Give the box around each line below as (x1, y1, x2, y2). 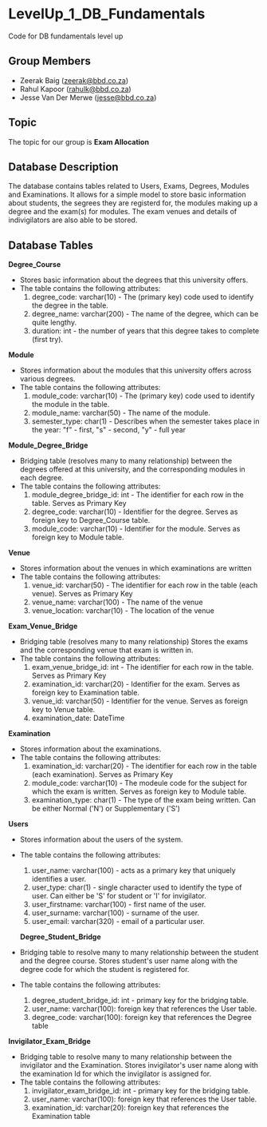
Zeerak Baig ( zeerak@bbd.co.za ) (19, 75, 129, 85)
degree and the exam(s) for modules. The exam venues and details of (8, 207, 238, 217)
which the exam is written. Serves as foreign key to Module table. (31, 787, 247, 796)
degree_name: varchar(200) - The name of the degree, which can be (31, 309, 259, 319)
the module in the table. (31, 400, 110, 409)
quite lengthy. (31, 317, 77, 328)
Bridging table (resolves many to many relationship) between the (19, 456, 233, 466)
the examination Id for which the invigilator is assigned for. (19, 1069, 212, 1079)
